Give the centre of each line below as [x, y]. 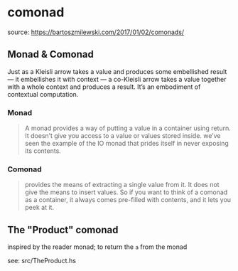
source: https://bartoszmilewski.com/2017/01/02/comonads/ [96, 32]
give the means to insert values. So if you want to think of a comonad [126, 192]
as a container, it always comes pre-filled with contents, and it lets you [128, 200]
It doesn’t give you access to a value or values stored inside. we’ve [123, 136]
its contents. [43, 151]
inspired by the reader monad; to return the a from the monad [97, 247]
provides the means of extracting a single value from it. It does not [122, 185]
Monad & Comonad [50, 54]
